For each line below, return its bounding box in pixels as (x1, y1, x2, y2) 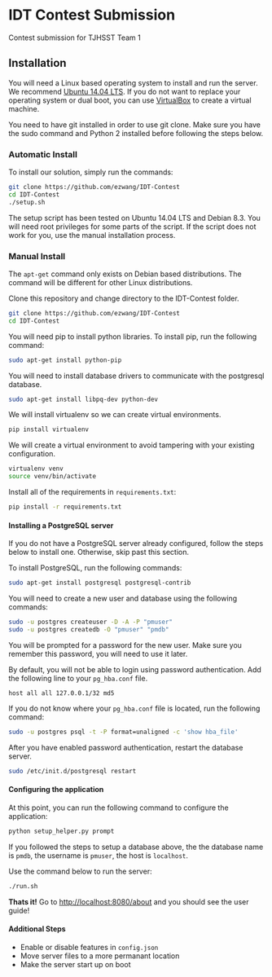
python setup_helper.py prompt (8, 827, 115, 835)
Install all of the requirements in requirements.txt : (8, 487, 177, 497)
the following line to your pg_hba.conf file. (8, 673, 148, 683)
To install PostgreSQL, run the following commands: (8, 563, 182, 573)
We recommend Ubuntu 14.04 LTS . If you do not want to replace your (8, 86, 241, 96)
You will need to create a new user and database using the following (8, 593, 238, 604)
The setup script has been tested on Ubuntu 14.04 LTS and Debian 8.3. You (8, 213, 261, 222)
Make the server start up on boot (20, 959, 131, 969)
